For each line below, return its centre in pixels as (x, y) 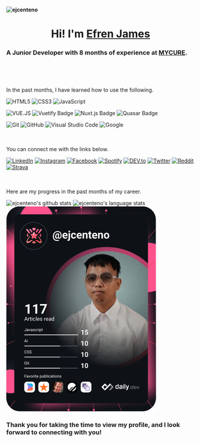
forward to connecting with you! (54, 432)
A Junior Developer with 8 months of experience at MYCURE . (97, 52)
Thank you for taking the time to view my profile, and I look (93, 425)
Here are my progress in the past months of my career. (74, 192)
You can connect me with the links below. (57, 149)
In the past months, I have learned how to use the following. (80, 90)
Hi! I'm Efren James (101, 34)
